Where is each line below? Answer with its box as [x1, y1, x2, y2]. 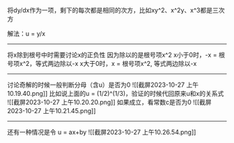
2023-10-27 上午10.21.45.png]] [7, 107, 96, 115]
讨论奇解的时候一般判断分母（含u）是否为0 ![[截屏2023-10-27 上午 [7, 81, 199, 89]
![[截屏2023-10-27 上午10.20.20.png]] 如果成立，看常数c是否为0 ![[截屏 [7, 98, 212, 106]
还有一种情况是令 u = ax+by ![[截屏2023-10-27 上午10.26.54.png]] [7, 128, 196, 136]
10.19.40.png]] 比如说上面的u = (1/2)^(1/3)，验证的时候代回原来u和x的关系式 [7, 90, 224, 97]
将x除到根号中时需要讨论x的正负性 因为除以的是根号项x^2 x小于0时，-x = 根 [7, 51, 225, 59]
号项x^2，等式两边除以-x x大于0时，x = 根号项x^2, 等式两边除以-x [7, 60, 197, 67]
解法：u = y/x [7, 30, 46, 37]
